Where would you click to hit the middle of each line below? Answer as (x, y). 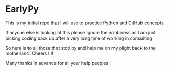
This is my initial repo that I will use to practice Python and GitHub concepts (84, 23)
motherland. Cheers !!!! (29, 53)
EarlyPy (22, 9)
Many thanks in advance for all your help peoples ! (58, 63)
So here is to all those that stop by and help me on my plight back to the (81, 48)
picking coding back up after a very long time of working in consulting (79, 38)
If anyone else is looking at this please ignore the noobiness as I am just (81, 32)
